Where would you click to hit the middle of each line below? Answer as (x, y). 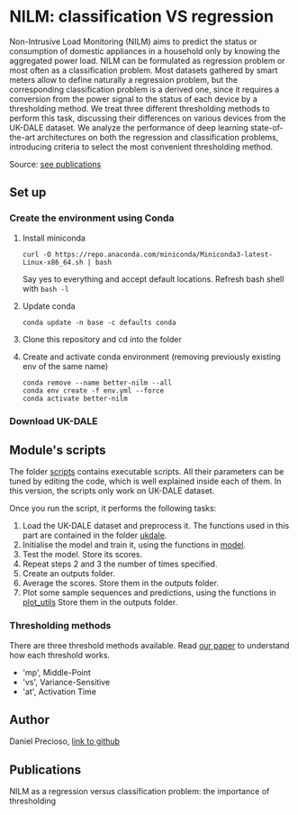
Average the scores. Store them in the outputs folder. (120, 584)
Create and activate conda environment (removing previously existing (151, 357)
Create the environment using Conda (92, 218)
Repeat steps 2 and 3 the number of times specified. (120, 564)
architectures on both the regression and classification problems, (158, 137)
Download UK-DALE (54, 421)
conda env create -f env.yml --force (93, 390)
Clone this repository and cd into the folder (102, 339)
